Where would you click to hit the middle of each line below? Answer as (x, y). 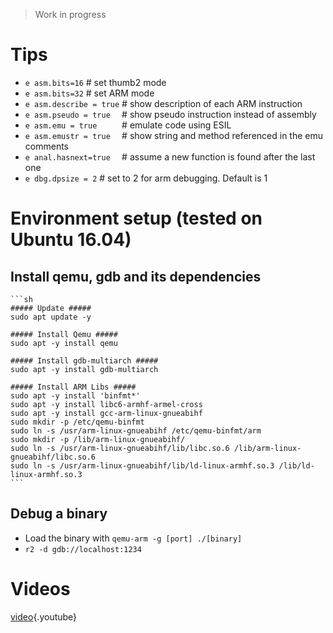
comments (46, 146)
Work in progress (70, 14)
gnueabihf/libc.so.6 (53, 457)
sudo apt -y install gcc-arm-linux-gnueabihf (106, 413)
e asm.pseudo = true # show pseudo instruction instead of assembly (170, 114)
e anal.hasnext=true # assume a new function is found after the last (170, 156)
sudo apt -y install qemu (64, 343)
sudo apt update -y (51, 317)
